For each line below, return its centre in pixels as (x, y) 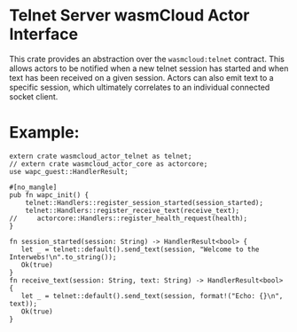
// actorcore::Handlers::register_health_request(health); (129, 218)
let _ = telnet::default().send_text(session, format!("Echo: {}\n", (152, 296)
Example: (44, 133)
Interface (43, 34)
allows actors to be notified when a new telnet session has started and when (149, 68)
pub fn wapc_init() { (49, 195)
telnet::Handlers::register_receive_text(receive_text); (133, 210)
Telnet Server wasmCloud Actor (129, 16)
